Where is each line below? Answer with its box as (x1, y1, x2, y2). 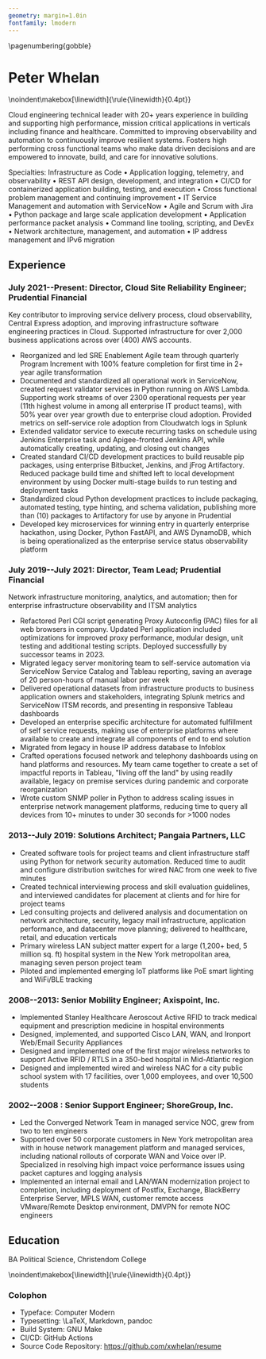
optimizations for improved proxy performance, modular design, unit (19, 633, 244, 643)
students (19, 1080, 49, 1090)
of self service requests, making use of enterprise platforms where (19, 726, 239, 735)
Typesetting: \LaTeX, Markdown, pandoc (19, 1316, 153, 1326)
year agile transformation (19, 368, 102, 377)
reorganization (19, 785, 67, 795)
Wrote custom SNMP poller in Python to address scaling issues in (19, 793, 234, 803)
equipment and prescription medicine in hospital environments (19, 1021, 225, 1030)
